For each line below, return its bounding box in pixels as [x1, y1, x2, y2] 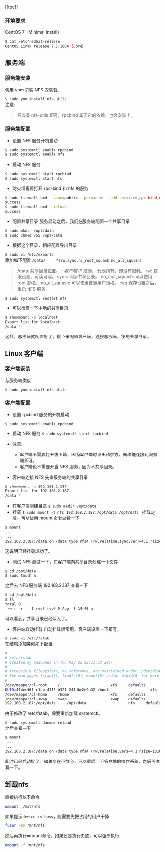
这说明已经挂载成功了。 [5, 548, 53, 554]
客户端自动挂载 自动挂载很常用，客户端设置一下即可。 [12, 626, 121, 632]
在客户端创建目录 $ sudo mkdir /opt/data [12, 503, 97, 509]
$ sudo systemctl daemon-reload [5, 720, 71, 725]
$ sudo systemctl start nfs [5, 176, 63, 181]
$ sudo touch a [5, 573, 36, 578]
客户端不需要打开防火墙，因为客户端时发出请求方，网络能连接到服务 [19, 452, 158, 457]
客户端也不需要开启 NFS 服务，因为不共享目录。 [19, 464, 117, 470]
